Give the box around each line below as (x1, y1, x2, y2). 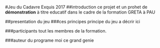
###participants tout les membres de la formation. (5, 28, 107, 33)
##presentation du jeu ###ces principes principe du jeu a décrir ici (5, 19, 140, 24)
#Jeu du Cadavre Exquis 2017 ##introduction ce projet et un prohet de (5, 4, 148, 10)
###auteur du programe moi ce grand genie (5, 37, 94, 43)
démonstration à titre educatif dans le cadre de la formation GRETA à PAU (5, 9, 156, 15)
